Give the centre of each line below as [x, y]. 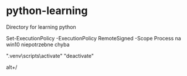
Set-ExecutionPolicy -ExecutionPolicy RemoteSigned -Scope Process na [94, 38]
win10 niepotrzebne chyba [38, 44]
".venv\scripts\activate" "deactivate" [50, 56]
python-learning [47, 11]
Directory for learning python [41, 27]
